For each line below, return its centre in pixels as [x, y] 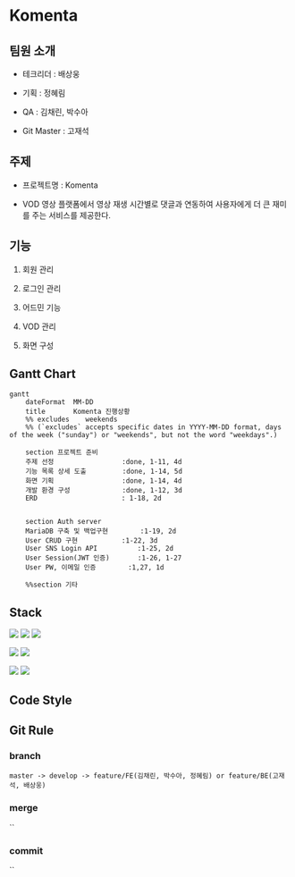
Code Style [41, 700]
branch [25, 755]
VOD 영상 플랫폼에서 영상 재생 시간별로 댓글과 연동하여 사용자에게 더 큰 [146, 204]
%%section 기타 [52, 585]
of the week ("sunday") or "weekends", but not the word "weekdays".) [143, 435]
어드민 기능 [42, 307]
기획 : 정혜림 [44, 93]
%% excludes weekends [72, 420]
